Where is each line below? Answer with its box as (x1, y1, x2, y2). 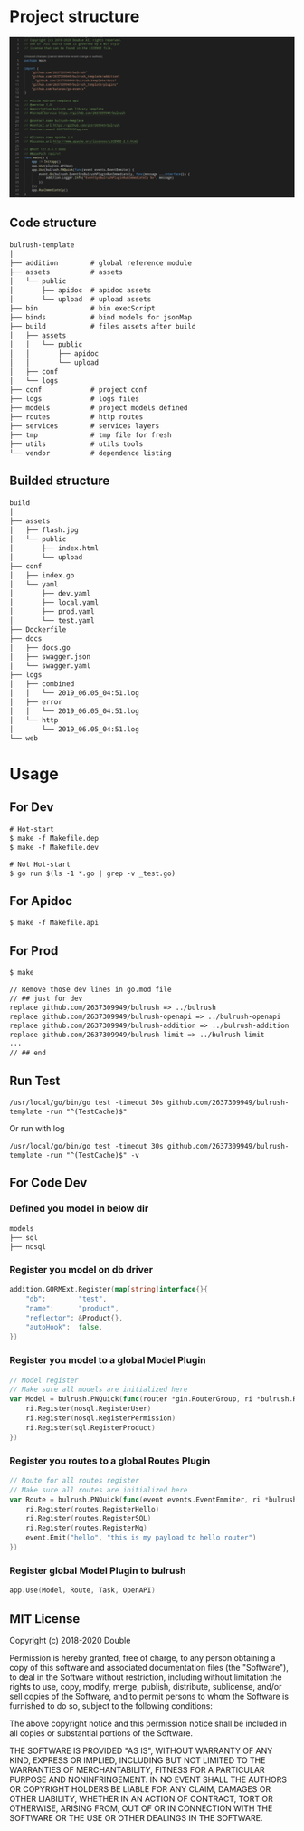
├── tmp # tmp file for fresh (9, 430, 172, 440)
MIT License (9, 1611, 81, 1626)
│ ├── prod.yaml (9, 606, 95, 616)
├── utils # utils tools (9, 439, 144, 449)
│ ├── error (9, 697, 63, 707)
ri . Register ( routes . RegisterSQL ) (25, 1514, 152, 1523)
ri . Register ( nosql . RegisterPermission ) (25, 1414, 176, 1423)
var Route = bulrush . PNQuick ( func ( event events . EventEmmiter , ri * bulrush (9, 1495, 298, 1504)
